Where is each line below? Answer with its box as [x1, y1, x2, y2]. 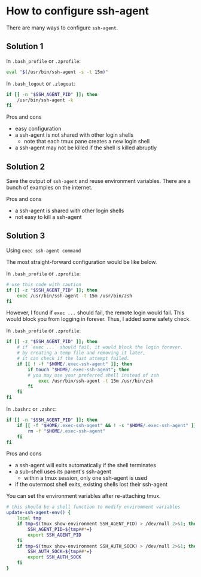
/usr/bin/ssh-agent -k [17, 97, 74, 103]
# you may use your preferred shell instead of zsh [28, 372, 160, 378]
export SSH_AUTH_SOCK [28, 554, 82, 560]
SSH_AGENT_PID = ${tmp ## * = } [28, 526, 93, 532]
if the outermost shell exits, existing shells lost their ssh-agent [14, 481, 168, 488]
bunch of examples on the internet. [6, 184, 93, 191]
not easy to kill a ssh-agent [14, 214, 82, 221]
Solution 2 [6, 161, 45, 172]
